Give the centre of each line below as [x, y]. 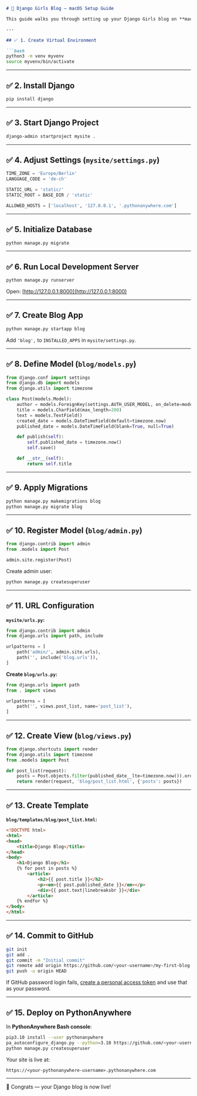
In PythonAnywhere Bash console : [49, 1026]
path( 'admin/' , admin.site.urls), [59, 652]
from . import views [31, 690]
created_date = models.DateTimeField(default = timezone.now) [91, 421]
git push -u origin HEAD [36, 971]
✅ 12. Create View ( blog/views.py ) [69, 735]
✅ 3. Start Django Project [52, 123]
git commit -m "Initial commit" [45, 960]
